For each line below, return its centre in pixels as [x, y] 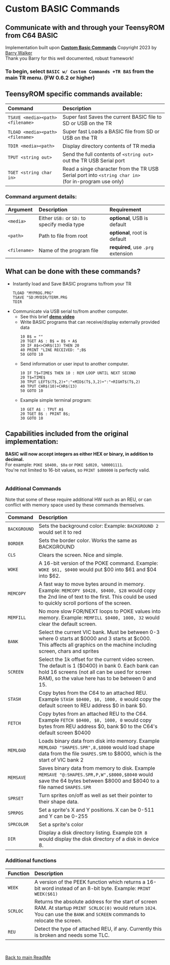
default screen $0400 [65, 733]
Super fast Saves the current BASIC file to [112, 117]
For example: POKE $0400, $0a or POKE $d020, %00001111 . [64, 465]
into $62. [50, 576]
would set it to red [60, 532]
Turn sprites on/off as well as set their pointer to [96, 795]
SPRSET [16, 798]
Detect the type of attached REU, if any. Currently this [98, 929]
